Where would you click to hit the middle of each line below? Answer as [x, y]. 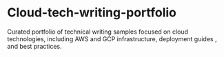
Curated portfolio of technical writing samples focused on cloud [98, 32]
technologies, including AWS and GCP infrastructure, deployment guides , [112, 38]
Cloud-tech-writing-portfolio [92, 13]
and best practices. [34, 46]
